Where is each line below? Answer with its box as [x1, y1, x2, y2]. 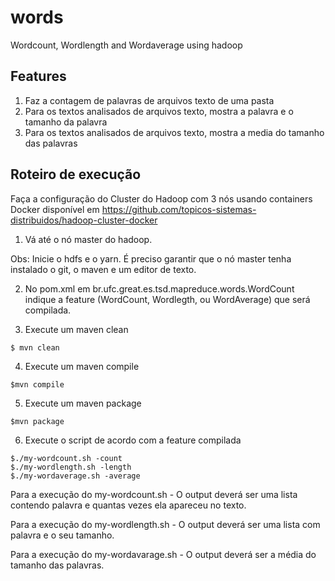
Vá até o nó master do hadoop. [24, 233, 153, 245]
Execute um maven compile [24, 360, 140, 372]
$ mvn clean [10, 342, 60, 353]
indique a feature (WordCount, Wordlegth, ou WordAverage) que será [24, 293, 311, 305]
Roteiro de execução [10, 166, 142, 183]
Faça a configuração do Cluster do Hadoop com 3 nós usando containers [10, 192, 313, 205]
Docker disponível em [10, 203, 100, 215]
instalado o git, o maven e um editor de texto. [10, 263, 197, 275]
